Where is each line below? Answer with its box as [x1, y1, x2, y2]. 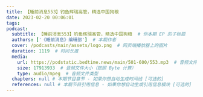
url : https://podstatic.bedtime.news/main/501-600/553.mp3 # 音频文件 [17, 59, 198, 65]
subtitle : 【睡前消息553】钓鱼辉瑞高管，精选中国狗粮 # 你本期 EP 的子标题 [11, 31, 185, 37]
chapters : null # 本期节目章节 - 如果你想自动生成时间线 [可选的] [11, 76, 164, 82]
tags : [6, 20, 20, 26]
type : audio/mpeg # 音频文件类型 [17, 70, 98, 77]
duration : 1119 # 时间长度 [11, 48, 79, 54]
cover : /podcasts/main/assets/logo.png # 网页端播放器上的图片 [11, 43, 168, 49]
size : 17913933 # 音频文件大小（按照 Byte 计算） [17, 64, 137, 71]
